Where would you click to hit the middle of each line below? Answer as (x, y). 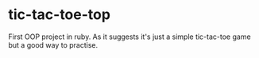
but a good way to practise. (53, 44)
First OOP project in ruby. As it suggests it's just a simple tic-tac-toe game (130, 37)
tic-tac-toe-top (60, 15)
